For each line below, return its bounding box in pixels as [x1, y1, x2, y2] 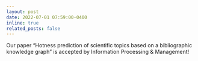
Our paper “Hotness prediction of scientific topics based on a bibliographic [6, 42, 193, 49]
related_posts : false [6, 25, 61, 32]
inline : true [6, 20, 39, 26]
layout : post [6, 8, 39, 15]
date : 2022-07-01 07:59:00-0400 [6, 14, 87, 20]
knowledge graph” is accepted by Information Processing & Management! [6, 48, 190, 56]
